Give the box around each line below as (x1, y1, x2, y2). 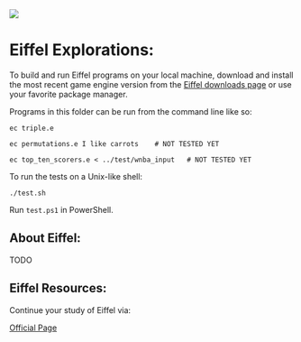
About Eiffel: (9, 230, 81, 246)
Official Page (9, 322, 58, 333)
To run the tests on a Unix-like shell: (9, 171, 142, 181)
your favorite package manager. (9, 88, 128, 99)
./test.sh (9, 189, 47, 198)
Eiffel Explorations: (9, 40, 155, 60)
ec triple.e (9, 124, 54, 133)
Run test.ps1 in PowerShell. (9, 204, 114, 215)
